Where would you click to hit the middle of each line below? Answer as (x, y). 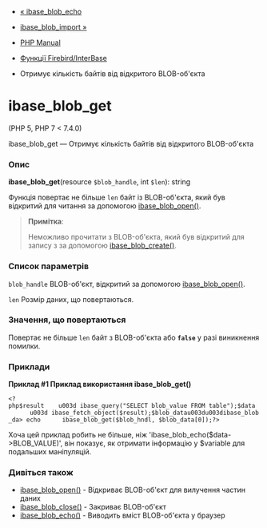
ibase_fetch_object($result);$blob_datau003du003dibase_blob (155, 413)
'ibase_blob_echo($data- (190, 435)
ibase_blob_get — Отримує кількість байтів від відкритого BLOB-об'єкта (131, 143)
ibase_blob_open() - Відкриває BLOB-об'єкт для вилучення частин (133, 490)
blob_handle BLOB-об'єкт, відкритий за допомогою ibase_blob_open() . (127, 284)
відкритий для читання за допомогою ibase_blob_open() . (105, 206)
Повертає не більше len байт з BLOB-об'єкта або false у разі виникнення (134, 337)
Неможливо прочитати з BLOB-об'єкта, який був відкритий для (136, 237)
